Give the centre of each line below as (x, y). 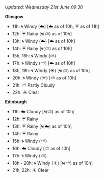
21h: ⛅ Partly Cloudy (34, 85)
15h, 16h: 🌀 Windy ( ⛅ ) (34, 56)
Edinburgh (16, 102)
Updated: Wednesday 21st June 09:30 (44, 7)
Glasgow (14, 16)
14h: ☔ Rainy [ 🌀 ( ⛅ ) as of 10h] (42, 48)
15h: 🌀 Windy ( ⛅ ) (29, 141)
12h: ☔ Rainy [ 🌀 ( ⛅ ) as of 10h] (42, 34)
